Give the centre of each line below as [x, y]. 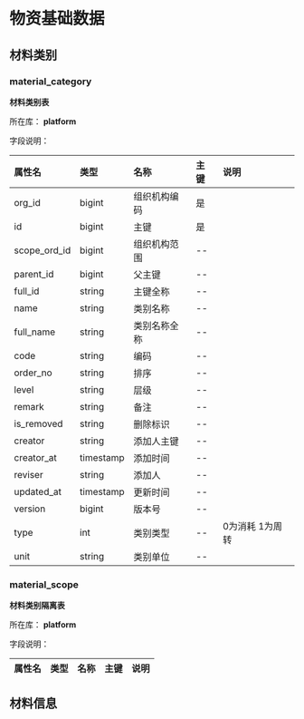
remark [29, 406]
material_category [51, 81]
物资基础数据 [57, 19]
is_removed [38, 423]
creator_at [35, 457]
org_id [27, 202]
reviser [28, 474]
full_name [35, 332]
